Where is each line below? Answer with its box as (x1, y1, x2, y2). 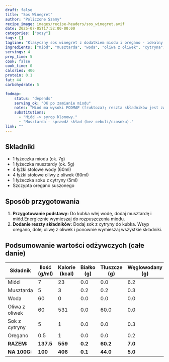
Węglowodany (127, 264, 162, 271)
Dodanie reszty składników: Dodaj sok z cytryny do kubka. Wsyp (12, 221, 149, 227)
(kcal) (59, 270, 74, 277)
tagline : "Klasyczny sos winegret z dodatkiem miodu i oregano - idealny (5, 40, 163, 45)
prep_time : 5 (5, 54, 33, 59)
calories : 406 (5, 68, 35, 73)
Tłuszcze (100, 264, 123, 271)
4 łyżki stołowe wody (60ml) (12, 166, 71, 172)
